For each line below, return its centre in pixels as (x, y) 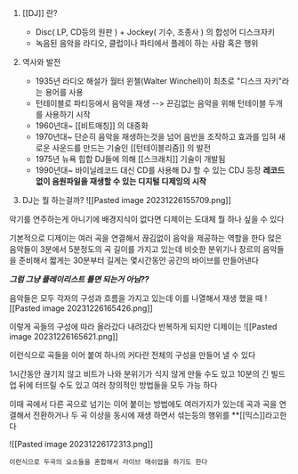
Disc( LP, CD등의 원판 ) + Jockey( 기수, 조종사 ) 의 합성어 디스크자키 (155, 32)
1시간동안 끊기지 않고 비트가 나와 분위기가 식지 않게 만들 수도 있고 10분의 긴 (139, 374)
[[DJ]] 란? (40, 13)
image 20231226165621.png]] (64, 336)
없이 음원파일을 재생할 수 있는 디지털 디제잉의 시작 (121, 181)
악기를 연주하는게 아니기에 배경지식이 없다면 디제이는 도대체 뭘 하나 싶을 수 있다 (147, 219)
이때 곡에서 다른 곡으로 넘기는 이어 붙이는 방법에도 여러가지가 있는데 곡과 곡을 (143, 404)
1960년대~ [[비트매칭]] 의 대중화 (92, 126)
